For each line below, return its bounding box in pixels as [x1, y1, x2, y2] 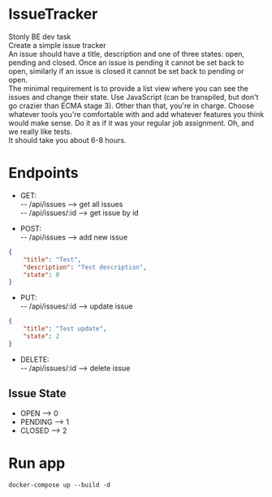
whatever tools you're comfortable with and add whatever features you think [8, 109, 265, 119]
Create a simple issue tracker [8, 40, 106, 50]
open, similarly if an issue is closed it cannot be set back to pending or [8, 66, 244, 76]
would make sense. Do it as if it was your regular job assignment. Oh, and [8, 118, 254, 127]
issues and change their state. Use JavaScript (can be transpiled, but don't [8, 92, 259, 102]
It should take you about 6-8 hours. [8, 135, 127, 145]
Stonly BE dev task [8, 32, 71, 41]
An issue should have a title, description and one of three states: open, [8, 49, 245, 58]
